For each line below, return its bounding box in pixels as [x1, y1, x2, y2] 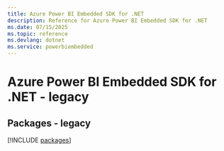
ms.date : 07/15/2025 [7, 23, 69, 30]
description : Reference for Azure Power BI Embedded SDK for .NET [7, 17, 208, 24]
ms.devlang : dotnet [7, 37, 65, 44]
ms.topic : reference [7, 30, 69, 38]
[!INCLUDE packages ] [7, 136, 72, 144]
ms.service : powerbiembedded [7, 43, 94, 50]
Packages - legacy [7, 117, 91, 129]
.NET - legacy [7, 89, 89, 105]
